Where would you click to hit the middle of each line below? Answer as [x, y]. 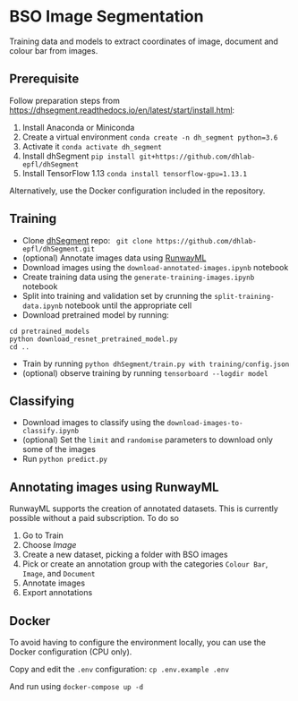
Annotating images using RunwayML [114, 487]
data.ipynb [43, 306]
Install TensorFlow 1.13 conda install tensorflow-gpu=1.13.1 [135, 173]
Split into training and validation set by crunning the [117, 295]
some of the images [59, 449]
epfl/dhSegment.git [59, 249]
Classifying [42, 401]
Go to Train [43, 535]
